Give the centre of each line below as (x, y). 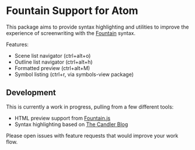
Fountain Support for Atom (72, 11)
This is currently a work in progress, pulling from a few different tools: (90, 107)
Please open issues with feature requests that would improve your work (92, 135)
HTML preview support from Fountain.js (62, 118)
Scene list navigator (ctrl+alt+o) (53, 55)
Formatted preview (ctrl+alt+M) (52, 68)
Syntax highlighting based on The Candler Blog (71, 124)
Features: (18, 44)
